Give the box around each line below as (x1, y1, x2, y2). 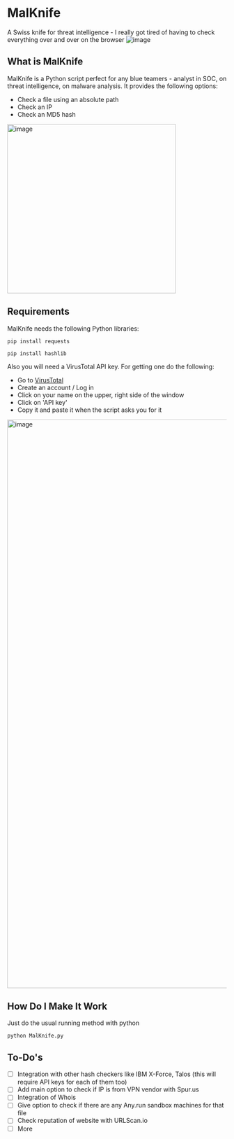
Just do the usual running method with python (7, 1019, 140, 1027)
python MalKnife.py (7, 1033, 64, 1040)
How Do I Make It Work (7, 1000, 108, 1012)
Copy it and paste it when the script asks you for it (17, 406, 162, 414)
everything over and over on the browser (7, 35, 125, 43)
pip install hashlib (7, 350, 68, 357)
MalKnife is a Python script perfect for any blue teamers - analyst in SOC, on (7, 74, 227, 83)
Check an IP (17, 103, 52, 111)
